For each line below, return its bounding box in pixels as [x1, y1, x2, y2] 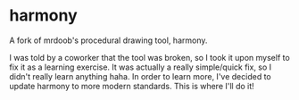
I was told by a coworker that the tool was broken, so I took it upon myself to [9, 52, 290, 62]
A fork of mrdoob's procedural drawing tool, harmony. [9, 35, 208, 46]
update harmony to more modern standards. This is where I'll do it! [9, 80, 254, 91]
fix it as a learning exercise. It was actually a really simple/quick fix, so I [9, 62, 272, 72]
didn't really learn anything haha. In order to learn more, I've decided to [9, 71, 271, 81]
